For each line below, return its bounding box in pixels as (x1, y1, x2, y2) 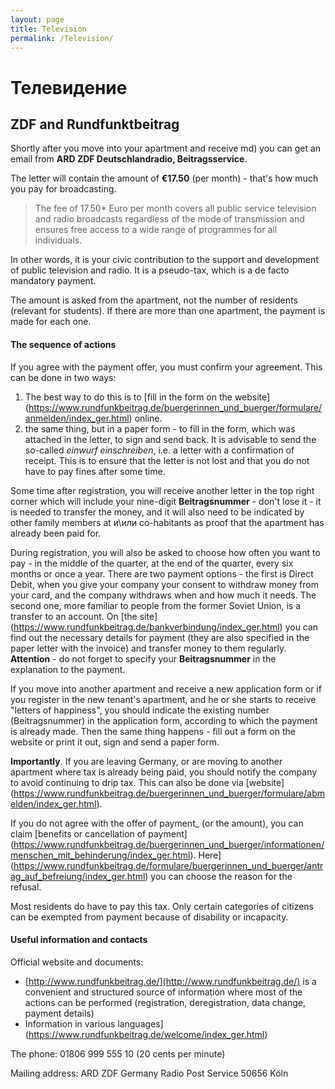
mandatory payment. (10, 275, 97, 287)
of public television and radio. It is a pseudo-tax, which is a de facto (10, 264, 290, 276)
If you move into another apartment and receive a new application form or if (10, 682, 322, 695)
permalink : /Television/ (10, 33, 114, 43)
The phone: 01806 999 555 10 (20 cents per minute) (10, 1047, 226, 1060)
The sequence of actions (10, 338, 117, 350)
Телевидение (10, 76, 128, 99)
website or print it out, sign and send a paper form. (10, 736, 220, 748)
